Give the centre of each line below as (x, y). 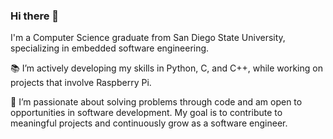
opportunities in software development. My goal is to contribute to (146, 113)
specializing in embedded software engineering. (110, 48)
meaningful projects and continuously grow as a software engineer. (149, 123)
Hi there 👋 (35, 16)
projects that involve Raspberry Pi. (81, 83)
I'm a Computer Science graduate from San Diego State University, (148, 38)
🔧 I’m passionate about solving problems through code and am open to (156, 102)
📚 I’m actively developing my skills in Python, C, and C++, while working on (166, 68)
